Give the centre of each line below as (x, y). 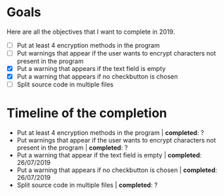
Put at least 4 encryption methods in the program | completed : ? (110, 133)
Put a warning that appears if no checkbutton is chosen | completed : (117, 170)
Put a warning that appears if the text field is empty (91, 69)
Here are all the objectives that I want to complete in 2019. (91, 32)
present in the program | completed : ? (72, 148)
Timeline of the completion (87, 113)
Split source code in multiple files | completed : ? (87, 185)
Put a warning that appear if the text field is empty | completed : (109, 155)
